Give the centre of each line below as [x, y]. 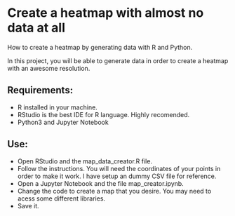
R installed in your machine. [58, 107]
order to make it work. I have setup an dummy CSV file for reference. [117, 176]
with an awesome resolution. [49, 68]
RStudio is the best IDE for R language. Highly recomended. [103, 114]
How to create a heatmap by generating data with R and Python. [100, 47]
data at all [36, 28]
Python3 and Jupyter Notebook [63, 122]
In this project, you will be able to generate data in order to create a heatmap [118, 60]
